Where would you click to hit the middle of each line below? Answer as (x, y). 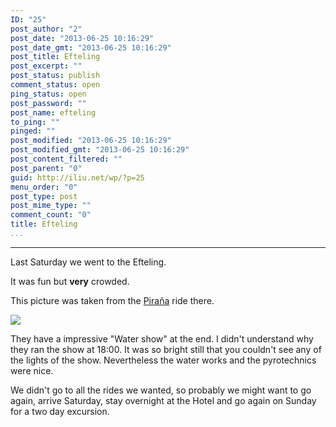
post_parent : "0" (46, 168)
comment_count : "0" (51, 215)
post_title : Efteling (55, 57)
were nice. (32, 370)
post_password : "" (48, 103)
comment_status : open (55, 85)
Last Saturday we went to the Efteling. (88, 262)
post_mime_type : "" (51, 206)
